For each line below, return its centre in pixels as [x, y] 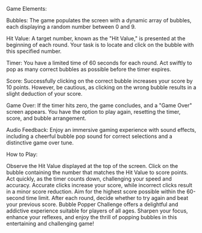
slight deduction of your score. [44, 94]
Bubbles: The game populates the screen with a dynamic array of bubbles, [99, 20]
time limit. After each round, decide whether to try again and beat [107, 198]
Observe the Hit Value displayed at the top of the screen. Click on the [92, 166]
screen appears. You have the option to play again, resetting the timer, [93, 112]
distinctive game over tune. [40, 143]
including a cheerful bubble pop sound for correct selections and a [90, 136]
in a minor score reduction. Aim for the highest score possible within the [96, 191]
